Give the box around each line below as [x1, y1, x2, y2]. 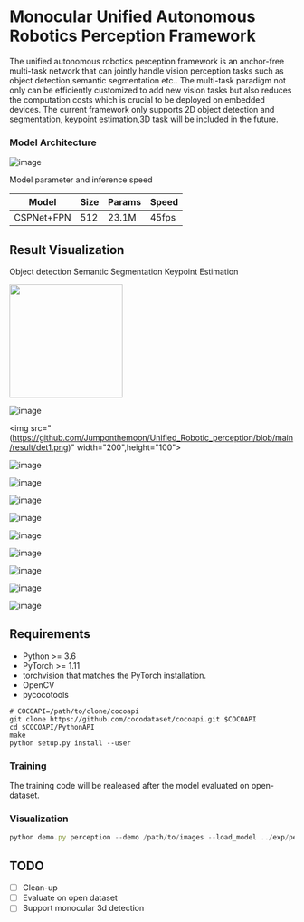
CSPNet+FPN [14, 211, 71, 224]
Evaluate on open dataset [22, 892, 118, 904]
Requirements [9, 626, 90, 642]
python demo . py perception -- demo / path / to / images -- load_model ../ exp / [9, 833, 290, 842]
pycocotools [22, 689, 70, 700]
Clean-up [22, 882, 59, 893]
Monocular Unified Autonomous [9, 6, 256, 27]
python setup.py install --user [9, 738, 131, 748]
